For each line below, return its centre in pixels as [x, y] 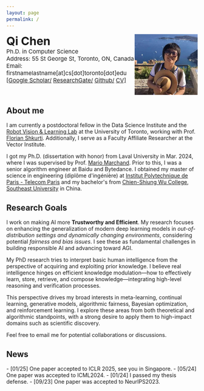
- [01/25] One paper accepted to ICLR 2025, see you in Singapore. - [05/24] [101, 369]
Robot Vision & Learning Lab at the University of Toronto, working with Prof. [101, 132]
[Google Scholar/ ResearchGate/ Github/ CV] [66, 80]
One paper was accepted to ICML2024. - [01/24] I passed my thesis [91, 375]
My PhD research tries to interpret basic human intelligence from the [92, 260]
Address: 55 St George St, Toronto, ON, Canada [70, 59]
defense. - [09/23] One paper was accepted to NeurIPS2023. [83, 381]
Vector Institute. [26, 144]
